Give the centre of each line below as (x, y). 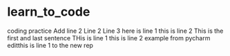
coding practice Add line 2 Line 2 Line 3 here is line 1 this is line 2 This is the (115, 31)
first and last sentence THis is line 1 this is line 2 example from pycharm (109, 38)
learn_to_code (49, 12)
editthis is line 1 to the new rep (50, 45)
